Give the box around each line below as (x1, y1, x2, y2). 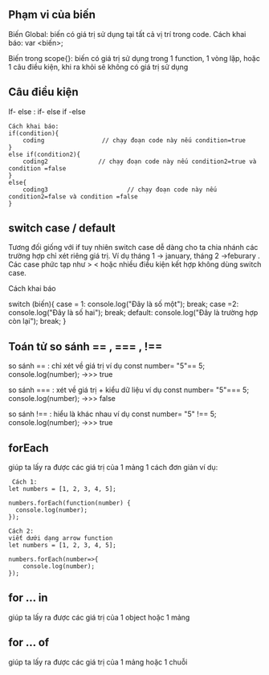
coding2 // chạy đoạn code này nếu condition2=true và (22, 157, 257, 166)
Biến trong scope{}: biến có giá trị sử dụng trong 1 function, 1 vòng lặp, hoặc (8, 53, 261, 63)
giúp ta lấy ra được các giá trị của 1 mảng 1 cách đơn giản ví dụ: (8, 463, 218, 472)
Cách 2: (8, 527, 35, 535)
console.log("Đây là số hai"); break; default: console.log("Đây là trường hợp (8, 308, 259, 317)
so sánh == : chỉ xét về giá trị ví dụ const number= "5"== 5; (8, 361, 206, 370)
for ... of (8, 636, 50, 649)
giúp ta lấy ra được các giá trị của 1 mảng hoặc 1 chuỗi (8, 657, 188, 667)
